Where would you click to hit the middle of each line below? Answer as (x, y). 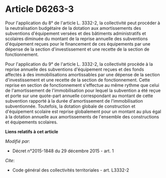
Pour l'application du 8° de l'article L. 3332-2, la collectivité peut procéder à (83, 23)
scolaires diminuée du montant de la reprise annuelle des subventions (77, 39)
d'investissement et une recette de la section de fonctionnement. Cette (78, 80)
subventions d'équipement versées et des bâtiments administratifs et (76, 33)
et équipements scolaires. (31, 122)
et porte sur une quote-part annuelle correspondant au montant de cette (79, 96)
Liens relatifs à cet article (32, 131)
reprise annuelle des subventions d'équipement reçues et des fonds (75, 69)
